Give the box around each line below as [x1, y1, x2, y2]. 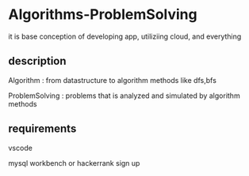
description [8, 54, 67, 68]
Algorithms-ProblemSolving [8, 6, 197, 24]
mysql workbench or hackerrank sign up [8, 158, 140, 167]
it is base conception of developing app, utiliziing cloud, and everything [8, 32, 242, 41]
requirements [8, 122, 77, 136]
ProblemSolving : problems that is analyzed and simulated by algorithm [8, 91, 240, 100]
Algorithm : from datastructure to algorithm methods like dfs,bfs [8, 75, 216, 84]
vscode [8, 143, 33, 152]
